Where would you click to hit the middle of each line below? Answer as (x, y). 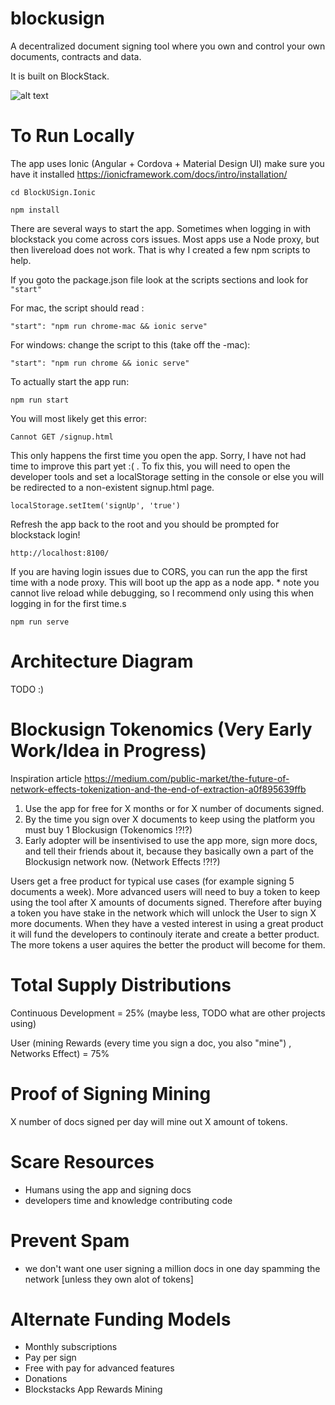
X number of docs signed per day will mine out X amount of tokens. (149, 1121)
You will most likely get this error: (78, 418)
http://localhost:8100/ (60, 553)
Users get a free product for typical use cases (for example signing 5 (152, 881)
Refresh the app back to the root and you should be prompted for (145, 524)
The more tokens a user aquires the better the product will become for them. (168, 944)
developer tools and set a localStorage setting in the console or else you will (167, 476)
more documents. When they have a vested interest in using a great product (167, 923)
